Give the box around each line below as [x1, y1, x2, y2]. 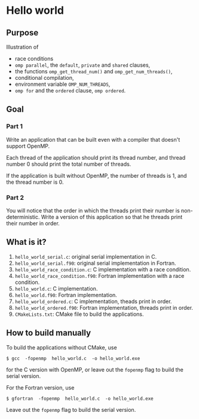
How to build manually [6, 328, 91, 338]
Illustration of [6, 43, 39, 50]
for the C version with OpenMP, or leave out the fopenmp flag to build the [6, 366, 184, 373]
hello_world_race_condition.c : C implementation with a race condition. [14, 265, 191, 273]
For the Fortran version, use [6, 384, 75, 391]
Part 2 [6, 193, 25, 202]
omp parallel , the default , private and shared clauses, [14, 61, 151, 68]
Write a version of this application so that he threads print [41, 213, 183, 220]
